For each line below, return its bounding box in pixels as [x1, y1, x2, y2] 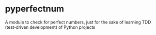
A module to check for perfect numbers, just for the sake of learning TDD [5, 19, 151, 25]
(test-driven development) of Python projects [5, 24, 95, 30]
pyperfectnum [5, 3, 64, 14]
